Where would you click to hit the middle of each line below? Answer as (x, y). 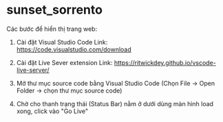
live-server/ (33, 70)
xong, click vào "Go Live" (52, 111)
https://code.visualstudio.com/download (74, 49)
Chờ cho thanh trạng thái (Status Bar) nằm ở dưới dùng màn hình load (115, 103)
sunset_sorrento (54, 10)
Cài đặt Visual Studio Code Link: (62, 42)
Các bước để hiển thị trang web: (52, 29)
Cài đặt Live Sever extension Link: (64, 62)
